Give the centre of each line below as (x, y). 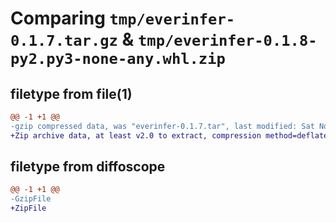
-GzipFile (31, 199)
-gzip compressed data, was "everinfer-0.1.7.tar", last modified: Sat (162, 126)
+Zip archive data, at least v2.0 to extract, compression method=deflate (169, 135)
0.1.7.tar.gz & (72, 39)
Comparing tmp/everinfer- (123, 18)
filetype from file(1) (71, 93)
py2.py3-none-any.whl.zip (118, 59)
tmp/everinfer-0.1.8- (228, 41)
